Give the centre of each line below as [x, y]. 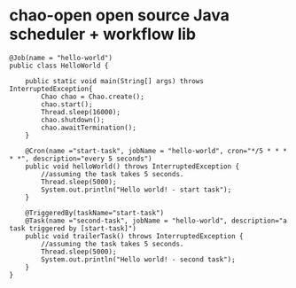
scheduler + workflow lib [103, 34]
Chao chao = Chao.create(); [93, 97]
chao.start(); [67, 104]
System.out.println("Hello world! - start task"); [136, 190]
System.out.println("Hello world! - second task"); [139, 259]
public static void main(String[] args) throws [114, 81]
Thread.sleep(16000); [81, 112]
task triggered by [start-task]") [73, 228]
